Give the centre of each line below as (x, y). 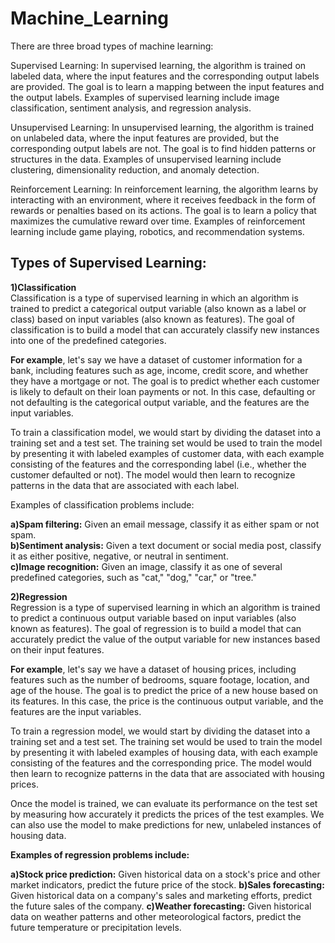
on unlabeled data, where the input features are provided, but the (145, 138)
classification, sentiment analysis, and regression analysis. (131, 108)
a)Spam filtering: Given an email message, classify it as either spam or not (165, 524)
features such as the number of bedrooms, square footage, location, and (160, 679)
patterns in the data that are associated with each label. (125, 485)
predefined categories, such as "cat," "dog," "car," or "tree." (133, 577)
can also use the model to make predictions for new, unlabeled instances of (166, 824)
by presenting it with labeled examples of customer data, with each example (167, 453)
